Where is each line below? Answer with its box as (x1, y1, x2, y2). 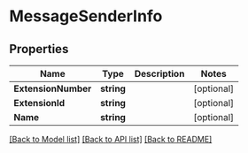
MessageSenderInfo (9, 6, 163, 27)
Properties (9, 42, 69, 57)
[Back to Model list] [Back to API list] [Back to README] (9, 134, 213, 144)
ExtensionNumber (13, 82, 92, 95)
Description (134, 68, 185, 80)
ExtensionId (13, 97, 66, 109)
